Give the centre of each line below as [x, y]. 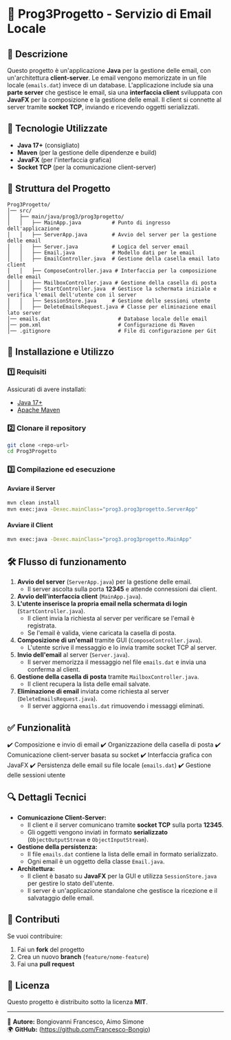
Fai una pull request [46, 964]
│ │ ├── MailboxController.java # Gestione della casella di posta [112, 283]
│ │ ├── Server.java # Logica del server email [98, 247]
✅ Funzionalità [39, 728]
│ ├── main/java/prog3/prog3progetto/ [66, 217]
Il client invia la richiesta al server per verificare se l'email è [111, 619]
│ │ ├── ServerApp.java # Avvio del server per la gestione [112, 234]
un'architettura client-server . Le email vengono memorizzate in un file [107, 78]
